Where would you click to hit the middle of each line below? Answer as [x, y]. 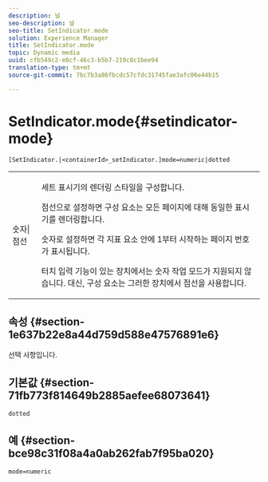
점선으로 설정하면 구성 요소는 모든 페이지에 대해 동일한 [137, 207]
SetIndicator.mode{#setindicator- [123, 121]
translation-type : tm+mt [49, 68]
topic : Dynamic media [44, 53]
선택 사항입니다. [33, 355]
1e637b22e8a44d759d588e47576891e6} [114, 335]
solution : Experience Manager [59, 38]
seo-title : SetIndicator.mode [59, 30]
